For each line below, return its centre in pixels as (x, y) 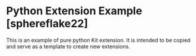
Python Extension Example (74, 11)
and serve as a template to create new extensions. (68, 46)
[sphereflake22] (47, 24)
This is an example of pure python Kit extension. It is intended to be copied (98, 40)
